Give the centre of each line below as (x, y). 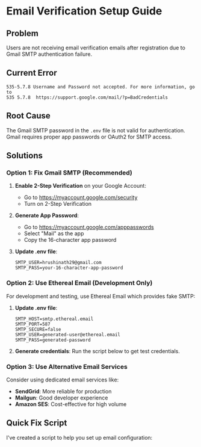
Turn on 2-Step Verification (58, 204)
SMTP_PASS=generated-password (53, 340)
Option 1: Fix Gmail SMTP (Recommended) (69, 173)
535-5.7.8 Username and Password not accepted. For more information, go (101, 87)
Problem (23, 33)
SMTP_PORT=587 (32, 324)
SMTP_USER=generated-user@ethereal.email (67, 334)
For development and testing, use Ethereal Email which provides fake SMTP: (101, 296)
